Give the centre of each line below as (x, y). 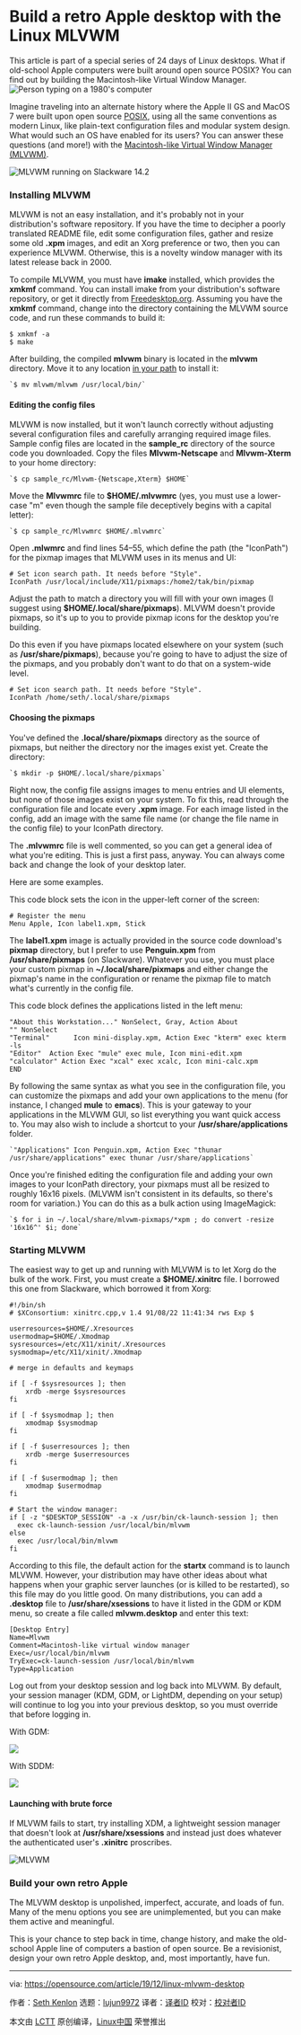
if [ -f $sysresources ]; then (68, 1384)
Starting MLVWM (47, 1250)
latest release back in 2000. (60, 262)
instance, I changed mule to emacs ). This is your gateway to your (131, 1105)
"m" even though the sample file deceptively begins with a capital (150, 506)
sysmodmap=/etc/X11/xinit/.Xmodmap (76, 1352)
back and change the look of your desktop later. (98, 864)
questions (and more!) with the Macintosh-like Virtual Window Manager (141, 145)
